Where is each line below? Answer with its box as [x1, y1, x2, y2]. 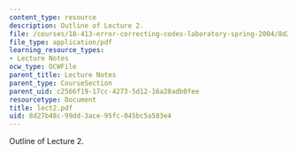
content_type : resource [9, 12, 97, 22]
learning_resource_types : [9, 46, 104, 55]
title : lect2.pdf [9, 103, 73, 112]
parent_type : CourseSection [9, 79, 113, 88]
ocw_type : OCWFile [9, 63, 77, 72]
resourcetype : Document [9, 95, 97, 104]
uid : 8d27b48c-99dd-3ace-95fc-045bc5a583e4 [9, 111, 172, 120]
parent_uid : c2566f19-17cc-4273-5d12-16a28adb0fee [9, 87, 200, 96]
